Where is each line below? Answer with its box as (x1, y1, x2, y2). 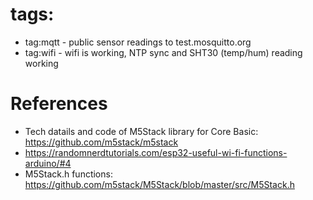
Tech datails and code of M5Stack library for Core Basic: (24, 125, 259, 137)
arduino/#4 (24, 157, 72, 169)
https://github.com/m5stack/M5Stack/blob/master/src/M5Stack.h (24, 178, 295, 190)
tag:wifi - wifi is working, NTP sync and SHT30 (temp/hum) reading (24, 46, 303, 58)
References (10, 93, 108, 115)
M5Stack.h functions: (24, 168, 113, 180)
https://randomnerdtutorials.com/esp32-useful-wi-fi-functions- (24, 146, 288, 158)
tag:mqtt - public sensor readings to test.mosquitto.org (24, 36, 252, 48)
